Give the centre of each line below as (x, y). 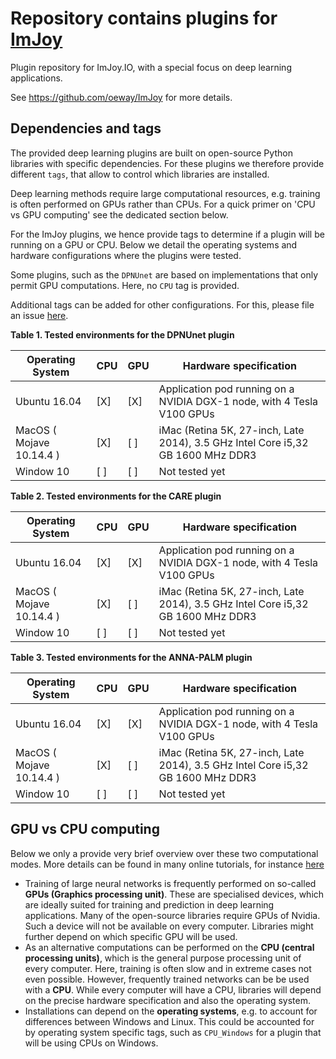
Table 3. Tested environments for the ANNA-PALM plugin (131, 657)
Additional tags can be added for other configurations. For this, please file (162, 304)
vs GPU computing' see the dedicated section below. (119, 214)
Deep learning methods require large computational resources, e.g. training (165, 193)
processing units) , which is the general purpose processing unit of (163, 958)
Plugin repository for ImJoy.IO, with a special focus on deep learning (151, 67)
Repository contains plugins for (144, 18)
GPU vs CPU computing (85, 829)
